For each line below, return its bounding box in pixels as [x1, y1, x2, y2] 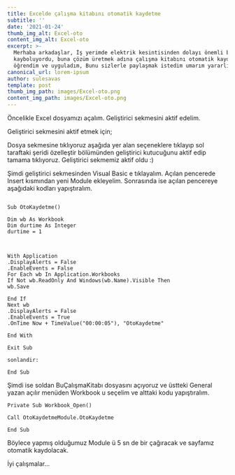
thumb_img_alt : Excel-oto [7, 29, 83, 37]
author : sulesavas [7, 75, 61, 82]
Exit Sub [7, 344, 33, 351]
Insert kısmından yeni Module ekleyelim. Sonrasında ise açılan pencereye [7, 177, 218, 185]
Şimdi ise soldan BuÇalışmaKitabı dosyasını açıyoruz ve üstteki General [7, 381, 213, 389]
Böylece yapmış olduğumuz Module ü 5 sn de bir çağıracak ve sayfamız [7, 439, 215, 447]
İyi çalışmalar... [7, 460, 50, 468]
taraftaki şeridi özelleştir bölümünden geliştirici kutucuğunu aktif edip [7, 148, 206, 156]
